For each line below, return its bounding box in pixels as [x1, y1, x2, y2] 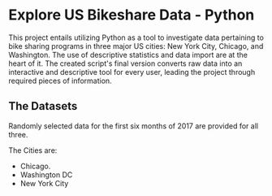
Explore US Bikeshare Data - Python [8, 6, 255, 24]
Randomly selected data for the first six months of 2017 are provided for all [8, 120, 258, 131]
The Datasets [8, 99, 78, 113]
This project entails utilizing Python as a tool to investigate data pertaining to [8, 33, 264, 42]
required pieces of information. [8, 76, 112, 85]
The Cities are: [8, 145, 58, 155]
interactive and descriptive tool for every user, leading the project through [8, 67, 256, 76]
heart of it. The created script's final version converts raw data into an [8, 59, 243, 68]
